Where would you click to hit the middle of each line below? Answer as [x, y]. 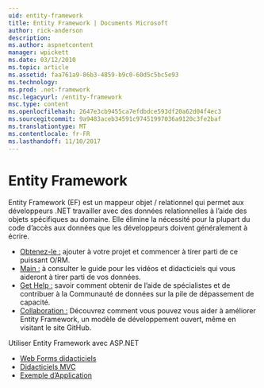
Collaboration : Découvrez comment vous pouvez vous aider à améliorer [138, 311]
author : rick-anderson [46, 30]
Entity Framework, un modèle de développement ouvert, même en [128, 320]
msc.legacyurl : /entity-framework [65, 97]
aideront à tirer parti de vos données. [80, 277]
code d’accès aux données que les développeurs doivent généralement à [128, 228]
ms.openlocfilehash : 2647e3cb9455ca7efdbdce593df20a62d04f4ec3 [115, 112]
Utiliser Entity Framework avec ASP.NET [74, 343]
